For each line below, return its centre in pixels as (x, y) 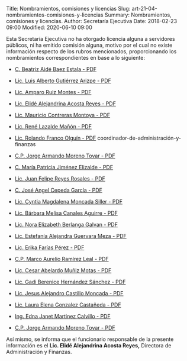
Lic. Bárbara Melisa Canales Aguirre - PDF (66, 213)
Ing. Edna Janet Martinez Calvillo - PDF (62, 316)
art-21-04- (145, 9)
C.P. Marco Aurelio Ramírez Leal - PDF (62, 259)
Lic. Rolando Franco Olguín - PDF (55, 138)
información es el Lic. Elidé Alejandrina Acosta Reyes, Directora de (89, 345)
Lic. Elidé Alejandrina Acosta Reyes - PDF (65, 104)
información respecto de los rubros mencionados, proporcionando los (91, 51)
